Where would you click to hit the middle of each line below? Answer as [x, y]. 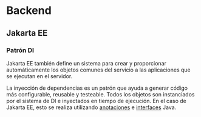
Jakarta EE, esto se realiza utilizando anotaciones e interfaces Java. [91, 107]
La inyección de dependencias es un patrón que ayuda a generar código [97, 88]
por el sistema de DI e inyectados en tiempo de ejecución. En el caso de [97, 101]
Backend [29, 11]
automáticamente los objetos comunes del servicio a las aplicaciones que [99, 70]
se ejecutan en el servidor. [39, 76]
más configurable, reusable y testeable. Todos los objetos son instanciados [101, 94]
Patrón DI [20, 50]
